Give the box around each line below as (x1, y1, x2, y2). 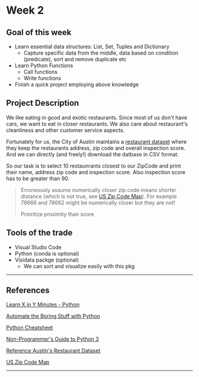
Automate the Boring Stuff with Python (6, 313, 101, 320)
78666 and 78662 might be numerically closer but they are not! (20, 199, 175, 206)
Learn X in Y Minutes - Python (6, 301, 80, 308)
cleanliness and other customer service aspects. (6, 126, 125, 134)
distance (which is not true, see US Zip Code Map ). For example (20, 193, 177, 200)
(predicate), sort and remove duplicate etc (23, 56, 127, 62)
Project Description (6, 98, 79, 108)
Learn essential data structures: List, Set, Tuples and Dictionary (14, 43, 170, 50)
